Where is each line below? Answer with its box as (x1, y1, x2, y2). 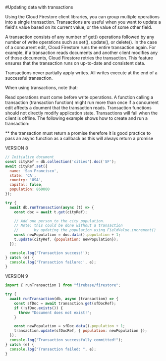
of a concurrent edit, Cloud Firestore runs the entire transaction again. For (5, 45, 156, 50)
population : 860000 (9, 187, 50, 192)
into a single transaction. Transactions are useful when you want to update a (5, 19, 161, 25)
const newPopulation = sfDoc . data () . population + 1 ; (14, 324, 125, 329)
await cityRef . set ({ (5, 163, 48, 169)
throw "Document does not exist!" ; (18, 310, 92, 315)
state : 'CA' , (9, 173, 37, 178)
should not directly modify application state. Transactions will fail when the (5, 110, 158, 116)
